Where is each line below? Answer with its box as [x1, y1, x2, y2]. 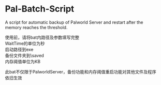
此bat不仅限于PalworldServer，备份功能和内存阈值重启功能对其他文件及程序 [5, 69, 157, 74]
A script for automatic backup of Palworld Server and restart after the [5, 19, 144, 25]
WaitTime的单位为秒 [5, 40, 45, 46]
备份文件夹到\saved [5, 52, 44, 58]
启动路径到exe [5, 46, 34, 52]
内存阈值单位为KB [5, 58, 41, 64]
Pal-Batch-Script [5, 3, 74, 14]
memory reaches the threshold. [5, 24, 68, 30]
